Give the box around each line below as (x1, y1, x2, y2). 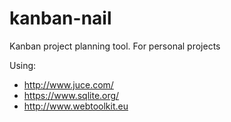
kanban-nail (9, 7, 112, 30)
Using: (9, 59, 37, 71)
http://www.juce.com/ (23, 78, 114, 91)
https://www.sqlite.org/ (23, 89, 120, 101)
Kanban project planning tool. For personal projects (9, 40, 221, 52)
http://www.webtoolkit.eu (23, 100, 129, 112)
